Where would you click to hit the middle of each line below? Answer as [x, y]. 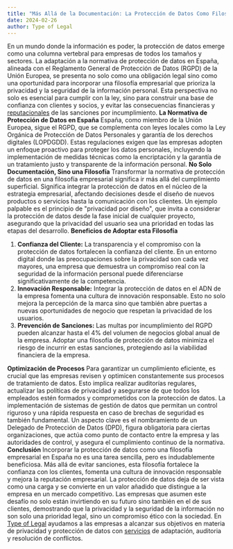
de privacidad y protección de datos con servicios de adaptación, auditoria [114, 531]
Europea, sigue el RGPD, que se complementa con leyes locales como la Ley [116, 128]
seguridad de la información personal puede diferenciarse [100, 274]
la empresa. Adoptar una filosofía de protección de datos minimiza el [115, 341]
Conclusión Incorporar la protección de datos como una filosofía [100, 450]
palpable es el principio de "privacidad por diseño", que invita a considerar [114, 208]
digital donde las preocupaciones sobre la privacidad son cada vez [113, 259]
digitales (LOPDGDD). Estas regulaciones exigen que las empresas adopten [115, 142]
